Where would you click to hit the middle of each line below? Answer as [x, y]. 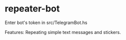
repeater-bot [32, 9]
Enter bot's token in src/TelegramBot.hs [46, 22]
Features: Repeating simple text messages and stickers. [63, 32]
